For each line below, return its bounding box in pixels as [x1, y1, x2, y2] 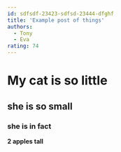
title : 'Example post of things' [7, 17, 105, 24]
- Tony [13, 29, 33, 37]
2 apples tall [7, 137, 44, 145]
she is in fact [7, 121, 52, 131]
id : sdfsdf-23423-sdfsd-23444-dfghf [7, 10, 114, 17]
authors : [7, 23, 33, 30]
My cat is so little [7, 73, 108, 89]
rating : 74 [7, 43, 39, 50]
